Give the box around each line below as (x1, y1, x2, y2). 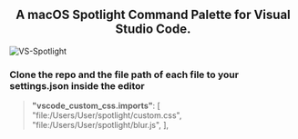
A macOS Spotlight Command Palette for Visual (15, 7, 292, 23)
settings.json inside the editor (9, 79, 145, 92)
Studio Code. (115, 22, 191, 37)
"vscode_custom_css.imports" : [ (31, 100, 161, 112)
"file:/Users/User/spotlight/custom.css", (31, 110, 182, 121)
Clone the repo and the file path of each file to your (9, 68, 240, 81)
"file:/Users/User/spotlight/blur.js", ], (31, 120, 170, 131)
